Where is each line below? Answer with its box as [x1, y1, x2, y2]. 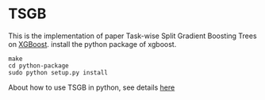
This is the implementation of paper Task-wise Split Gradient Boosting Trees [8, 31, 257, 40]
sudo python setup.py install [8, 68, 109, 76]
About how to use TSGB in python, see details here [8, 83, 175, 92]
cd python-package [8, 61, 69, 70]
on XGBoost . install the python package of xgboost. [8, 39, 177, 48]
